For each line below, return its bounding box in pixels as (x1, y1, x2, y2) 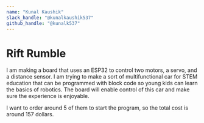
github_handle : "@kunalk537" (6, 20, 80, 26)
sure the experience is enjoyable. (6, 93, 90, 100)
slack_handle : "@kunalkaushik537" (6, 15, 94, 21)
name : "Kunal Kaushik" (6, 9, 64, 15)
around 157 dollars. (6, 111, 54, 118)
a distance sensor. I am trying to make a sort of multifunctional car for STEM (6, 73, 198, 80)
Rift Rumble (6, 46, 66, 60)
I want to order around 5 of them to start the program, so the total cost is (6, 104, 189, 111)
